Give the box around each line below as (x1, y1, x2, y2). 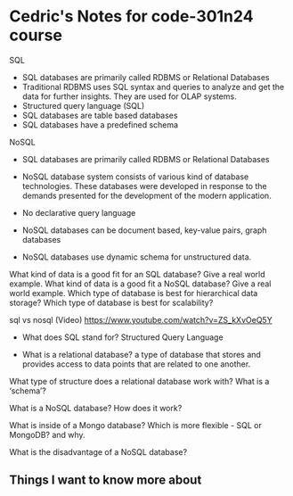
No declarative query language (21, 207, 136, 218)
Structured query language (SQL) (21, 100, 145, 111)
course (9, 25, 62, 45)
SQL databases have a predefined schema (21, 119, 179, 130)
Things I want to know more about (9, 473, 202, 488)
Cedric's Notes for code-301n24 (9, 6, 254, 27)
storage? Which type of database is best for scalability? (9, 297, 214, 308)
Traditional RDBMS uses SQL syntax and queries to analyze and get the (21, 81, 285, 92)
